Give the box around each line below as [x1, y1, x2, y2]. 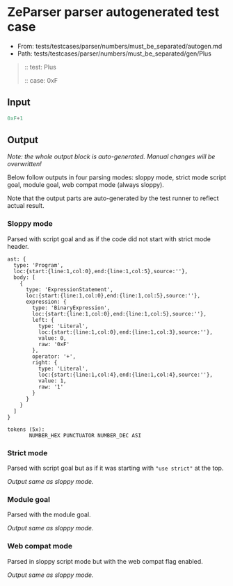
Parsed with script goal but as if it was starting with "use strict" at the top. [7, 464, 224, 473]
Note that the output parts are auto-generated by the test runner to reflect [7, 194, 219, 202]
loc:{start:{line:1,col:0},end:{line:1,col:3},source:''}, [38, 328, 214, 336]
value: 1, [38, 377, 67, 384]
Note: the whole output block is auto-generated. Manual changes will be [7, 152, 216, 161]
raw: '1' [38, 383, 64, 390]
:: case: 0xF [24, 76, 58, 84]
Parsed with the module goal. [7, 510, 92, 519]
